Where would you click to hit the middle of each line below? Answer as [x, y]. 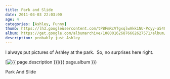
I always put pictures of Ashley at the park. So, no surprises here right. [79, 52]
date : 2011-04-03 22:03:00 [34, 15]
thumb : [12, 29]
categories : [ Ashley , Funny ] [36, 24]
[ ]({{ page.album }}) [51, 62]
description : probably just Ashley [43, 38]
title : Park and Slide [29, 10]
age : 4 [12, 19]
